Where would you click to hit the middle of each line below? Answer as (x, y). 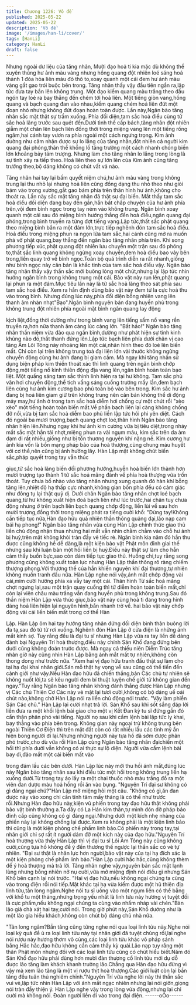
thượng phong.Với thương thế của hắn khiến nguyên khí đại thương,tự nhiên (97, 568)
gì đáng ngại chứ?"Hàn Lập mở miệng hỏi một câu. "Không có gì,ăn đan (92, 791)
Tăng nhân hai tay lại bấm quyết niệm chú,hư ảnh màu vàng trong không (93, 177)
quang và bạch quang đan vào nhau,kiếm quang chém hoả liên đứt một (92, 104)
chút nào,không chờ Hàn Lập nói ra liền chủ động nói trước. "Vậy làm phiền (97, 698)
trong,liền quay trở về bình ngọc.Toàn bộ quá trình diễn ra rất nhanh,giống (95, 258)
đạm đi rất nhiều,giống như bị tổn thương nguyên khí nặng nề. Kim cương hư (98, 439)
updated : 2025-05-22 (31, 22)
